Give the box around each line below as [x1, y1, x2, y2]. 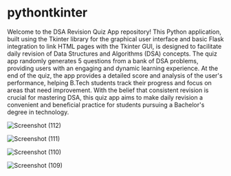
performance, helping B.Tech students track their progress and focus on [7, 78, 212, 87]
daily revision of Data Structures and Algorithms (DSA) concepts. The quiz [7, 49, 218, 58]
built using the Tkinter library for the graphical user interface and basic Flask [7, 34, 224, 43]
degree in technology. [7, 108, 69, 116]
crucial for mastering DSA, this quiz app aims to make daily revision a [7, 93, 203, 101]
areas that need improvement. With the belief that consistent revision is [7, 86, 209, 94]
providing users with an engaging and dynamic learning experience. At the [7, 64, 219, 72]
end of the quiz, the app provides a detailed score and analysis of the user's [7, 71, 223, 80]
